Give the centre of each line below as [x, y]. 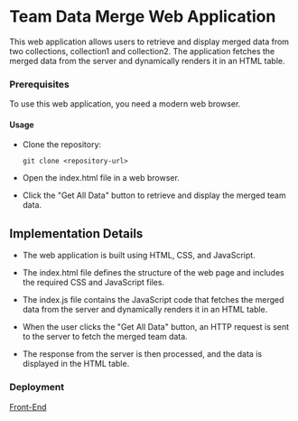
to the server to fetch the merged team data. [105, 337]
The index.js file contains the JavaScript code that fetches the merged [153, 300]
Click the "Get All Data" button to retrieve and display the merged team [154, 195]
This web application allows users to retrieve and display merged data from [149, 42]
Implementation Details [76, 234]
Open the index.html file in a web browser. [101, 178]
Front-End [28, 407]
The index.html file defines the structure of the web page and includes [153, 273]
